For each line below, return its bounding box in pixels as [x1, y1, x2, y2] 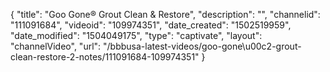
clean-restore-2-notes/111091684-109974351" [10, 51, 200, 63]
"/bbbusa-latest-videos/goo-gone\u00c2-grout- [103, 40, 302, 52]
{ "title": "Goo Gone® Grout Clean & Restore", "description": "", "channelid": [10, 9, 321, 20]
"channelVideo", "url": [10, 40, 102, 52]
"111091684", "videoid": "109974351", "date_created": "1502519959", [10, 19, 292, 31]
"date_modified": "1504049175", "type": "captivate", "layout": [10, 30, 263, 41]
